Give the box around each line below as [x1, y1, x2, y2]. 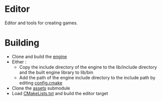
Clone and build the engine [11, 53, 67, 59]
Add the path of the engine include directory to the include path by [19, 74, 156, 80]
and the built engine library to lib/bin [19, 69, 94, 75]
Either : [11, 58, 27, 65]
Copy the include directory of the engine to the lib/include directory [19, 64, 157, 70]
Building [4, 37, 40, 49]
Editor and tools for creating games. [4, 20, 78, 26]
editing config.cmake [19, 80, 62, 86]
